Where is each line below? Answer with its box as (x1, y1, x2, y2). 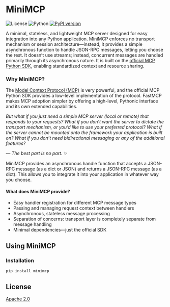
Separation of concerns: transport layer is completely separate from (13, 216, 156, 222)
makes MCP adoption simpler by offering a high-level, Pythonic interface (6, 98, 158, 104)
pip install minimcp (6, 269, 50, 274)
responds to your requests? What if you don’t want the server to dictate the (6, 119, 164, 125)
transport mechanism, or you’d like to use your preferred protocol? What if (6, 124, 162, 131)
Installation (6, 257, 35, 264)
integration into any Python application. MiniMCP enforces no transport (6, 36, 155, 42)
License (6, 282, 32, 291)
